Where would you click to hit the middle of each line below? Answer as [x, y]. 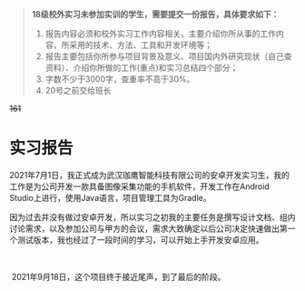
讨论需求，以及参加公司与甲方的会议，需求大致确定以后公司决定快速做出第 [148, 228]
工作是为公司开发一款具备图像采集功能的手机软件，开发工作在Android [139, 186]
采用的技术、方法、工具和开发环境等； [141, 45]
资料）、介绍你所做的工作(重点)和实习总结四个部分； [142, 68]
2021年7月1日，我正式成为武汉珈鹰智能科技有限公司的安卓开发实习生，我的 [150, 175]
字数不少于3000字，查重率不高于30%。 [120, 79]
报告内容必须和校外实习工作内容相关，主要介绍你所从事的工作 [161, 34]
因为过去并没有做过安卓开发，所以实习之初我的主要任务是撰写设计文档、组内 [152, 216]
